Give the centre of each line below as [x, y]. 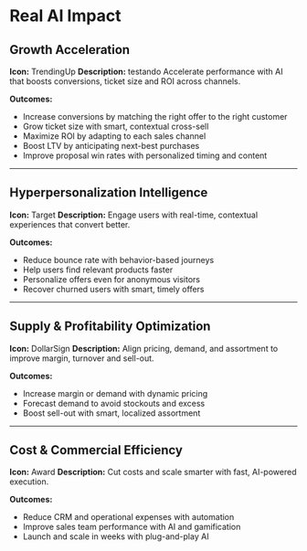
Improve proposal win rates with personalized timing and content [145, 155]
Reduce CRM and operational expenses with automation [128, 517]
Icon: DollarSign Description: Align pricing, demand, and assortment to [144, 348]
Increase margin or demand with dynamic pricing [115, 393]
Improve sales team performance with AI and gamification [132, 527]
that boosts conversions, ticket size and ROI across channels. [125, 81]
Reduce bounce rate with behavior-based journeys [118, 260]
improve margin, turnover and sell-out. [82, 358]
